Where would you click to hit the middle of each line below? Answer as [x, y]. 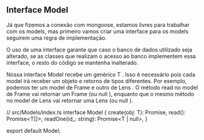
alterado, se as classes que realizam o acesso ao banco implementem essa [101, 56]
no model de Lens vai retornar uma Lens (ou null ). [70, 100]
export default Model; [34, 130]
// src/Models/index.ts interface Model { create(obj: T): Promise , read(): [96, 112]
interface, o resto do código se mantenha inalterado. [72, 62]
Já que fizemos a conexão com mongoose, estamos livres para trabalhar [98, 24]
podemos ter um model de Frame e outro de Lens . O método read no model [102, 87]
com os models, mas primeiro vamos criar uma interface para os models [97, 31]
